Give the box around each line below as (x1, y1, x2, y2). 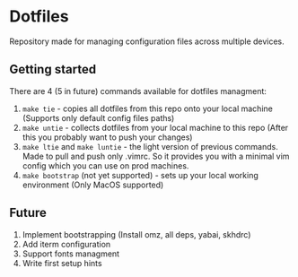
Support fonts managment (22, 248, 119, 259)
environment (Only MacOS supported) (22, 179, 164, 190)
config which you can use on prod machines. (22, 160, 189, 171)
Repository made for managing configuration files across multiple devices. (9, 36, 285, 47)
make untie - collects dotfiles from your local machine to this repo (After (22, 122, 289, 133)
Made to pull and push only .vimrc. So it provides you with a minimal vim (22, 151, 290, 161)
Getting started (9, 62, 97, 77)
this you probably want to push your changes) (22, 132, 193, 143)
